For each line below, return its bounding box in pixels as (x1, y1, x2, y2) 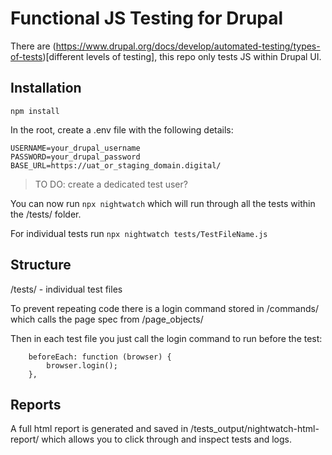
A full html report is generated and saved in (10, 423, 189, 435)
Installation (10, 80, 82, 97)
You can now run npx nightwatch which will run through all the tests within (10, 197, 316, 209)
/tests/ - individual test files (10, 283, 123, 295)
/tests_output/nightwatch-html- (190, 423, 320, 435)
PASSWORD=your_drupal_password (10, 152, 141, 162)
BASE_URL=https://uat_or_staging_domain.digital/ (10, 160, 222, 171)
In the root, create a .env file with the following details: (10, 123, 234, 136)
